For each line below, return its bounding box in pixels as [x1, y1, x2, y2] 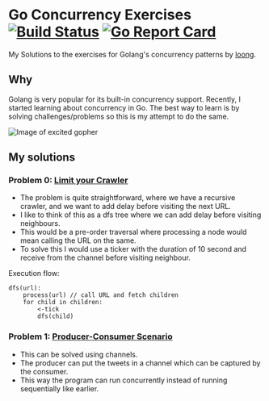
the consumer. [19, 366, 69, 376]
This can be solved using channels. [19, 349, 138, 359]
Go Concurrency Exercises [8, 6, 192, 24]
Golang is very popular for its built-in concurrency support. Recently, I [8, 94, 241, 104]
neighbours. [19, 219, 61, 228]
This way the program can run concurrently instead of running [19, 375, 228, 385]
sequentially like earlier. [19, 383, 99, 393]
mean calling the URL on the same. [19, 236, 137, 245]
